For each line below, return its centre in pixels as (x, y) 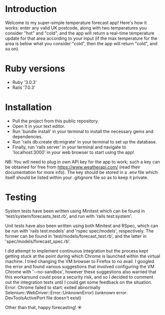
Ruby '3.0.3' (24, 82)
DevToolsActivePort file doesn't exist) (43, 298)
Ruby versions (35, 69)
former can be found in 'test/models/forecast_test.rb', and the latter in (76, 236)
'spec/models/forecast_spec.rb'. (38, 241)
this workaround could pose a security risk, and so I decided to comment (79, 277)
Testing (21, 197)
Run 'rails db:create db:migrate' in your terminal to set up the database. (84, 142)
